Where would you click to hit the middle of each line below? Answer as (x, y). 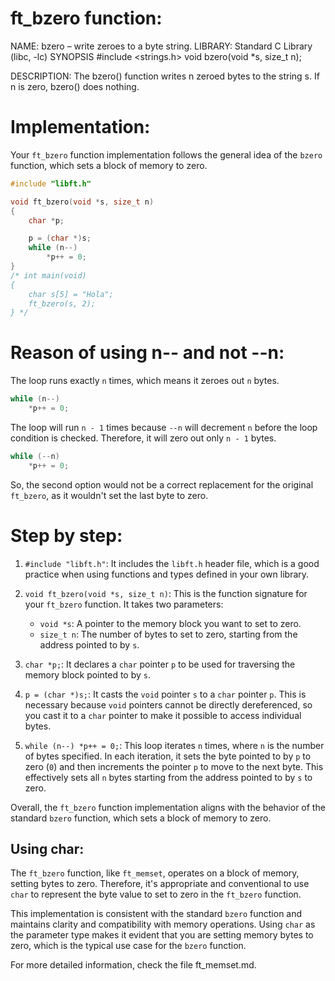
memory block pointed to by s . (87, 674)
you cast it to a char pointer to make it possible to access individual (163, 715)
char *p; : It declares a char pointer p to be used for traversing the (160, 664)
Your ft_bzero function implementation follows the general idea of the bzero (166, 154)
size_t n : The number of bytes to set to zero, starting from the (168, 634)
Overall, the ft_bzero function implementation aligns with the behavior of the (168, 807)
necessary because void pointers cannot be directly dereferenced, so (168, 704)
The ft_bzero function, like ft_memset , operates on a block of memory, (155, 873)
